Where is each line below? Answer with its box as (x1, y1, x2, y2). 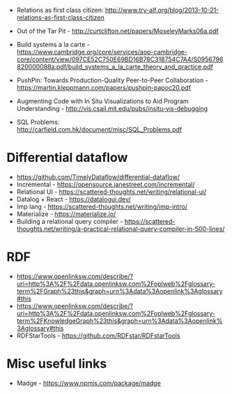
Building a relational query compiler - (16, 217, 123, 225)
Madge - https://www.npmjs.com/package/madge (16, 379, 161, 387)
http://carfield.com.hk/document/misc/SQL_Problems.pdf (16, 126, 183, 133)
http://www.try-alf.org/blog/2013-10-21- (105, 6, 219, 14)
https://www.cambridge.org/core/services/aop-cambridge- (16, 48, 187, 56)
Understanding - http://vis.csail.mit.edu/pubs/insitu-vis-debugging (16, 105, 208, 112)
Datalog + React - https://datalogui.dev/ (16, 195, 131, 203)
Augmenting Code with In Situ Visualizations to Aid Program (16, 97, 189, 105)
